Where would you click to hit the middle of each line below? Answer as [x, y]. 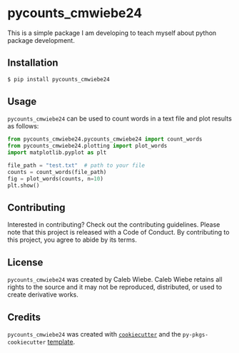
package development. [41, 40]
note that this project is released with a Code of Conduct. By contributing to [118, 232]
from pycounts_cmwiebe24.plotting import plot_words [87, 146]
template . [61, 342]
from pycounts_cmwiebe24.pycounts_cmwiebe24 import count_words [105, 139]
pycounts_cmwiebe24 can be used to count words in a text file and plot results [119, 118]
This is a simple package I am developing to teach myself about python [112, 33]
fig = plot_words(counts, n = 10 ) [55, 179]
